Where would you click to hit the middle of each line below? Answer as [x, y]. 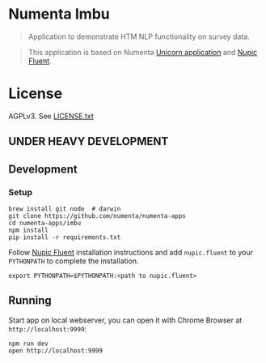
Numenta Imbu [59, 14]
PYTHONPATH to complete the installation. [74, 261]
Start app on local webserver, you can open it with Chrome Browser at [125, 320]
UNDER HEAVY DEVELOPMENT [89, 141]
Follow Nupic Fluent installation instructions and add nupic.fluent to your [131, 252]
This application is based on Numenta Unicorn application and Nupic [143, 52]
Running [30, 301]
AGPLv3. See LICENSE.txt [51, 116]
